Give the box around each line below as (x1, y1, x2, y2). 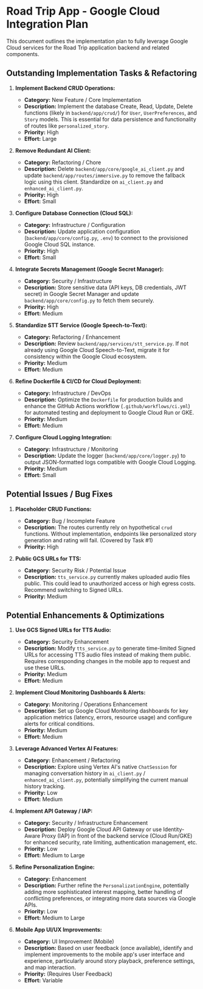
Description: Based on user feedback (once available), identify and (24, 944, 193, 952)
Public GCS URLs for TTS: (15, 555, 81, 562)
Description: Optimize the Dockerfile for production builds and (24, 395, 184, 403)
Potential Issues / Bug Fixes (6, 489, 113, 500)
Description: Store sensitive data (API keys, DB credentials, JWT (24, 284, 187, 291)
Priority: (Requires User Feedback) (24, 970, 112, 977)
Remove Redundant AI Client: (15, 146, 91, 154)
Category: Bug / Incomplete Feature (24, 517, 115, 524)
